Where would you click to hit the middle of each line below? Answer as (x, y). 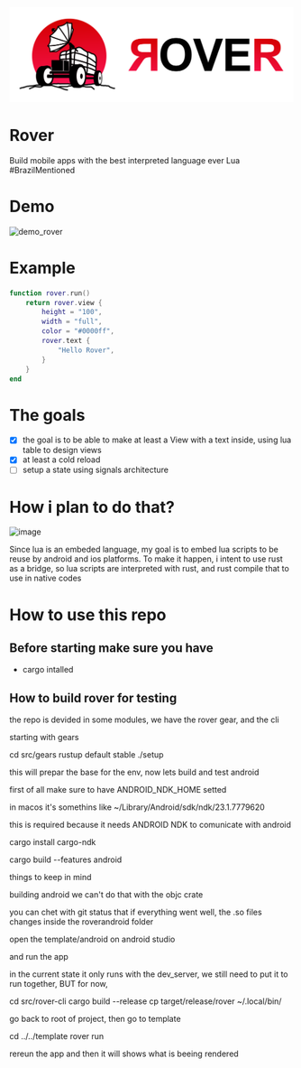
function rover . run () (50, 293)
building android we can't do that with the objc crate (106, 895)
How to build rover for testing (93, 698)
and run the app (39, 957)
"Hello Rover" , (86, 350)
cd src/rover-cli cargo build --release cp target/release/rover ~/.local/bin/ (146, 1001)
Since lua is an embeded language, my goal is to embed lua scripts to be (144, 550)
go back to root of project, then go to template (96, 1019)
